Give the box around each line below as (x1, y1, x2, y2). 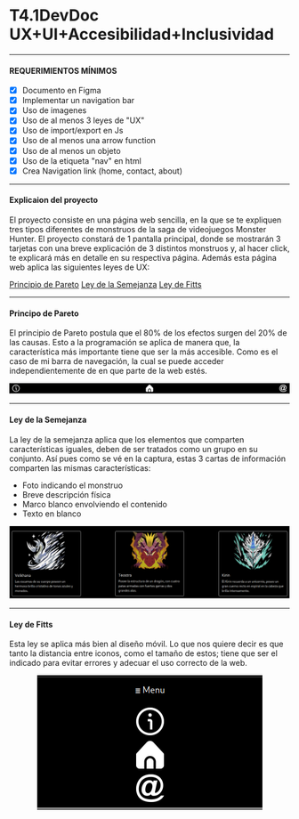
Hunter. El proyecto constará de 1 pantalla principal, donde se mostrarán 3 (9, 233, 281, 244)
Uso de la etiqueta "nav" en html (21, 155, 142, 166)
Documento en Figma (21, 85, 101, 96)
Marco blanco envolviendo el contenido (21, 499, 167, 509)
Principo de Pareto (9, 308, 79, 319)
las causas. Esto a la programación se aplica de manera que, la (9, 337, 240, 348)
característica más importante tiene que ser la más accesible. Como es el (9, 346, 279, 357)
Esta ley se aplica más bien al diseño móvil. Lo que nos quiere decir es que (9, 638, 284, 650)
